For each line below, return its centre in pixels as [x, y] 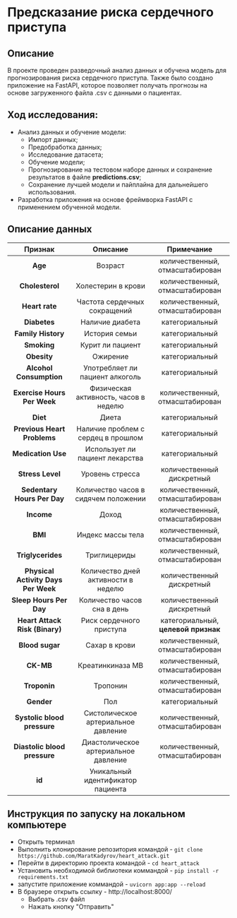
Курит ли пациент [110, 345]
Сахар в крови [110, 645]
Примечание [190, 249]
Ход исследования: [53, 115]
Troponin [39, 686]
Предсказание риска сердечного [110, 12]
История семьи [111, 333]
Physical [39, 571]
